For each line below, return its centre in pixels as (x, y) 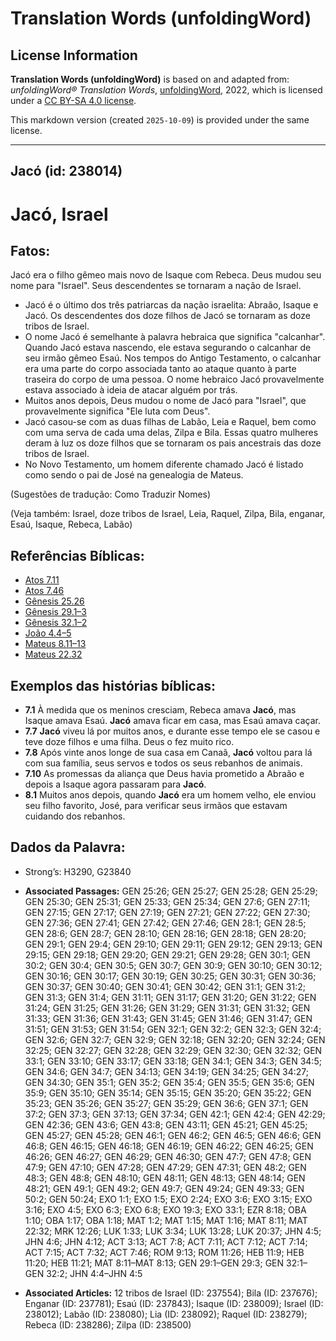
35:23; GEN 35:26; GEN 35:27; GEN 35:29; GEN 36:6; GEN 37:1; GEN (166, 1103)
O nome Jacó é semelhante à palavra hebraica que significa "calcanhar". (175, 337)
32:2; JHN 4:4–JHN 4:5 (94, 1273)
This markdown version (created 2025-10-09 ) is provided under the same (160, 120)
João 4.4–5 (48, 633)
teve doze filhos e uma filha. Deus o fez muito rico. (129, 742)
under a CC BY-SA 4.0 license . (73, 100)
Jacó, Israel (59, 214)
